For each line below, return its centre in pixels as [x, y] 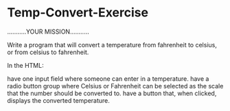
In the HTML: [25, 65]
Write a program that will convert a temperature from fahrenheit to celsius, [112, 45]
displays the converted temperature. [58, 100]
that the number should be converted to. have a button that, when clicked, [112, 93]
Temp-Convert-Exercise [78, 13]
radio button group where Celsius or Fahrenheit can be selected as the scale [115, 86]
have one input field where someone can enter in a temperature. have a [108, 78]
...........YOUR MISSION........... [48, 32]
